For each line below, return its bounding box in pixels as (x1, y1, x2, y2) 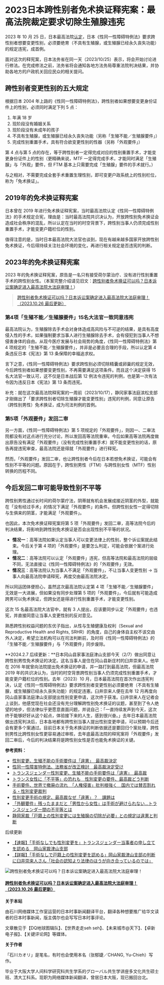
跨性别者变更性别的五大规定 (5, 84, 89, 93)
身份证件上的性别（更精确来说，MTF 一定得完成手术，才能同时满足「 (9, 155, 148, 161)
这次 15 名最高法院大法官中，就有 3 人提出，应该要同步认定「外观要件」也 (5, 606, 154, 612)
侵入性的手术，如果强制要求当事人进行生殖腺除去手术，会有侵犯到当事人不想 (5, 332, 159, 338)
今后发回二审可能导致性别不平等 (5, 484, 102, 492)
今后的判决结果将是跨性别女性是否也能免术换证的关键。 (26, 737, 138, 743)
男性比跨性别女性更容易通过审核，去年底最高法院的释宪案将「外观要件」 (9, 731, 155, 736)
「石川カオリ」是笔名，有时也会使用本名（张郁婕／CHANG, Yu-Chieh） (5, 952, 149, 958)
